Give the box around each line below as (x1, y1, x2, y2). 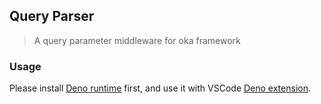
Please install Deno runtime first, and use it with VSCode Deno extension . (9, 82, 311, 94)
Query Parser (9, 8, 95, 25)
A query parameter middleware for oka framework (33, 34, 241, 46)
